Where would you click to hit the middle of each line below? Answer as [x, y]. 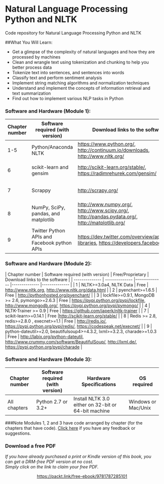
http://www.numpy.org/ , [105, 204]
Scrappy [41, 190]
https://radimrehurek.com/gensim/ [117, 173]
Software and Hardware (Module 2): [48, 263]
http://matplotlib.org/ [101, 223]
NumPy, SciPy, [49, 207]
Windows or [143, 402]
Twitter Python [48, 231]
